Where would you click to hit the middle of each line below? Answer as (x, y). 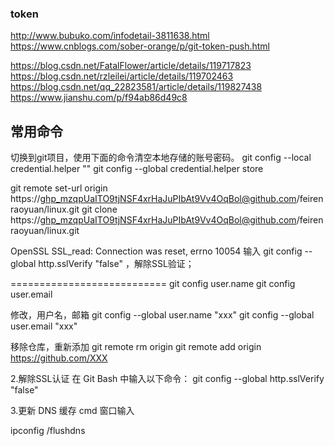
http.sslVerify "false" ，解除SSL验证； (116, 264)
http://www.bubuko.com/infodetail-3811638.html (110, 36)
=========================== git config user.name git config (153, 284)
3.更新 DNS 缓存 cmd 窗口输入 (72, 411)
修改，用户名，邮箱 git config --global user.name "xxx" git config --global (162, 315)
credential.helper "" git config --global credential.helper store (137, 169)
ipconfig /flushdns (48, 431)
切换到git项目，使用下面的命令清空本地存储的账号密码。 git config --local (161, 158)
